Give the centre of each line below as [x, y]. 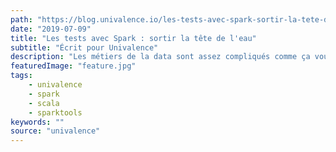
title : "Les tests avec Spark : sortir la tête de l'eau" [133, 38]
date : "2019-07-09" [51, 29]
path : [21, 19]
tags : [21, 76]
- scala [44, 103]
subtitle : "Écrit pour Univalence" [84, 47]
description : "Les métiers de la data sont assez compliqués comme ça [160, 57]
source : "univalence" [55, 131]
